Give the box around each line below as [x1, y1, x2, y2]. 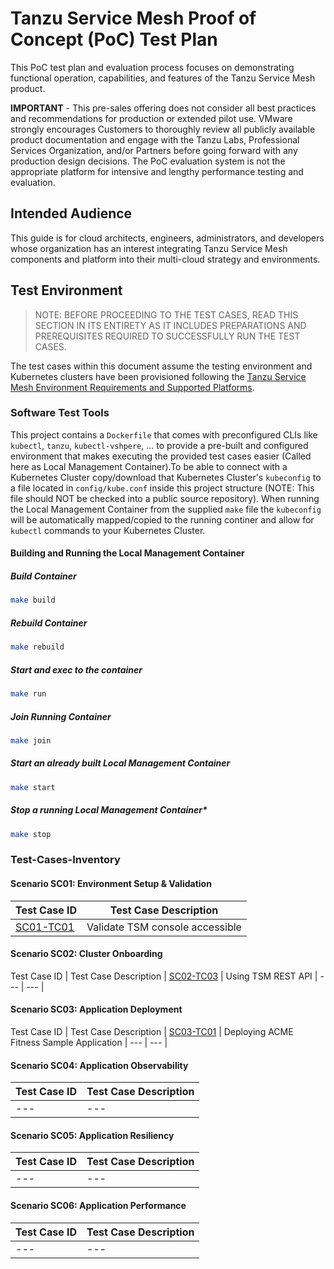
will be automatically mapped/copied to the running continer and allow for [10, 513, 315, 526]
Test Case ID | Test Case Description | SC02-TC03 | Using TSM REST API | [10, 970, 318, 982]
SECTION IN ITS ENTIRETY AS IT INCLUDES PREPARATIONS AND [34, 319, 307, 331]
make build [10, 595, 56, 606]
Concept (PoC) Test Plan [10, 28, 218, 51]
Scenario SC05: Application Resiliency [10, 1129, 175, 1141]
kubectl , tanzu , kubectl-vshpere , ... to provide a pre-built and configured [10, 439, 309, 451]
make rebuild [10, 642, 65, 652]
